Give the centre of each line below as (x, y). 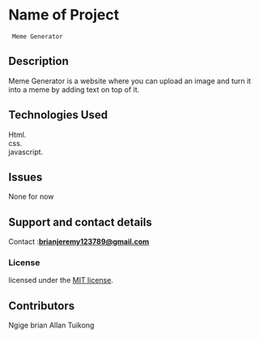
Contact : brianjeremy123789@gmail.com (79, 242)
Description (38, 61)
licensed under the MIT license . (61, 280)
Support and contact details (80, 222)
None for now (31, 197)
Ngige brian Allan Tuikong (51, 325)
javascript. (26, 152)
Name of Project (64, 15)
